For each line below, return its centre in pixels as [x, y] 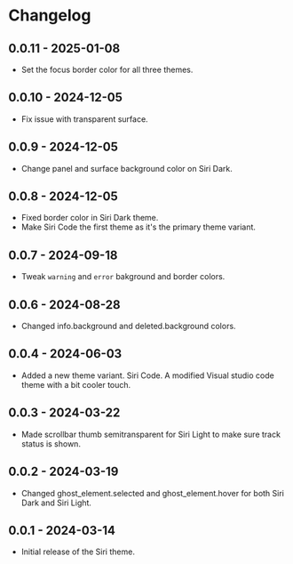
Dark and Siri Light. [56, 503]
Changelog [50, 16]
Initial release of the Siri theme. [78, 552]
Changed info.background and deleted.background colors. [128, 326]
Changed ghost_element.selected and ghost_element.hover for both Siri [153, 493]
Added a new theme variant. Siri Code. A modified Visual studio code [147, 375]
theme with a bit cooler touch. [76, 384]
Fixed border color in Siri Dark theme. [90, 218]
